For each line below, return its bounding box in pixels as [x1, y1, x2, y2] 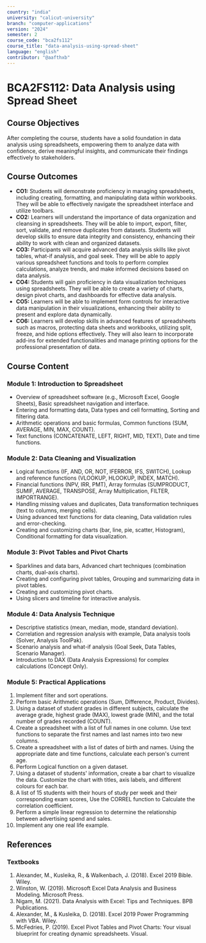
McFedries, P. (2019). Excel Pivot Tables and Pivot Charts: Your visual [15, 923, 191, 931]
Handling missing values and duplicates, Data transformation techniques [15, 501, 199, 508]
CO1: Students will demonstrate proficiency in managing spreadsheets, [15, 188, 195, 195]
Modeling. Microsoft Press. [15, 891, 84, 898]
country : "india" [7, 9, 51, 15]
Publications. [15, 904, 49, 911]
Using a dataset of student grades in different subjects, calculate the [15, 705, 189, 712]
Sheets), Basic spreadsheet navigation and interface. [15, 400, 149, 407]
